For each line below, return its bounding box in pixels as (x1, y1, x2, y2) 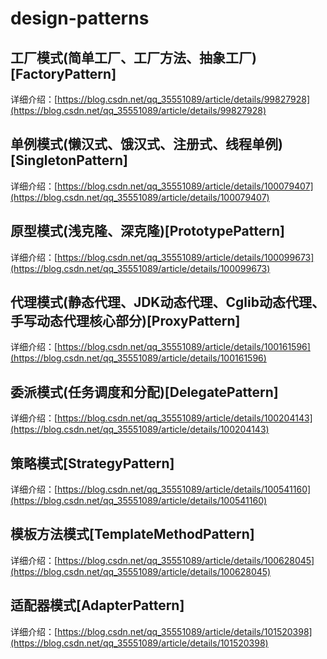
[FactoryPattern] (10, 65, 117, 82)
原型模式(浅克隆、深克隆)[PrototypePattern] (10, 223, 285, 240)
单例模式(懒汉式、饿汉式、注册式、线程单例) (10, 136, 283, 153)
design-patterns (10, 7, 150, 30)
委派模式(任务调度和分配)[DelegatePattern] (10, 383, 279, 401)
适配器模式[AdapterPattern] (10, 597, 185, 614)
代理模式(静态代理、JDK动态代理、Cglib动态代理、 (10, 294, 325, 311)
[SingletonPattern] (10, 152, 129, 169)
